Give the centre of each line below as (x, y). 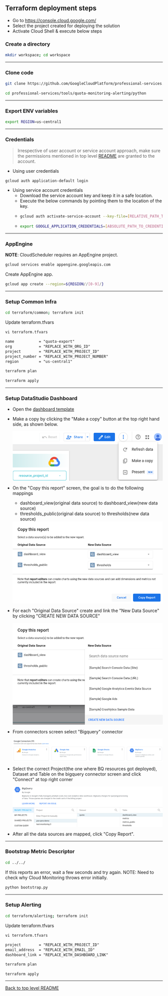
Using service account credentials (48, 190)
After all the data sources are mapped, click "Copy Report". (73, 834)
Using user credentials (35, 171)
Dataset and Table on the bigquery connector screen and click (77, 774)
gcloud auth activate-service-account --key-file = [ (75, 216)
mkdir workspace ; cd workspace (38, 55)
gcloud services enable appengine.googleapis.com (58, 265)
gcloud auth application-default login (47, 181)
